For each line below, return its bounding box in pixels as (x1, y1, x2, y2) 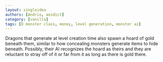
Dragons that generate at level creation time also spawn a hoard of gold (5, 35, 154, 41)
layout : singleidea (5, 7, 46, 13)
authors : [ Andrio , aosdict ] (5, 12, 65, 17)
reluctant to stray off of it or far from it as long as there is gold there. (5, 51, 147, 57)
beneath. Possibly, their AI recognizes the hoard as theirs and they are (5, 46, 151, 52)
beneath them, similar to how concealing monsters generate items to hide (5, 41, 158, 47)
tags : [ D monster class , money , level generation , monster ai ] (5, 21, 141, 27)
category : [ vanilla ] (5, 17, 49, 22)
